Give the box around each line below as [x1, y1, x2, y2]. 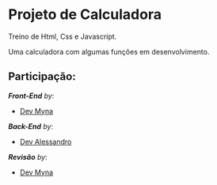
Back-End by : [8, 121, 54, 131]
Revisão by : [8, 152, 48, 161]
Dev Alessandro [19, 137, 72, 146]
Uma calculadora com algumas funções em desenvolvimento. [8, 47, 210, 56]
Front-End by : [8, 91, 55, 100]
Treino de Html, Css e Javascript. [8, 32, 117, 41]
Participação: [8, 70, 77, 84]
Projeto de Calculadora [8, 6, 162, 24]
